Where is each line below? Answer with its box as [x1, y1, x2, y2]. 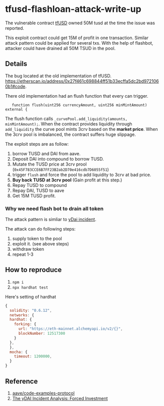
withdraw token [12, 246, 45, 252]
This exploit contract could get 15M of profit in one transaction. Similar [5, 35, 149, 41]
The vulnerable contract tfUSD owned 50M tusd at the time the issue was [5, 20, 155, 26]
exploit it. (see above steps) [12, 241, 69, 247]
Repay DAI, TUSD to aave [12, 187, 64, 193]
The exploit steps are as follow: [5, 141, 69, 147]
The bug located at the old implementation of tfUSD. [5, 73, 111, 79]
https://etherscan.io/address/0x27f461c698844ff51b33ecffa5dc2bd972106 [5, 78, 159, 84]
